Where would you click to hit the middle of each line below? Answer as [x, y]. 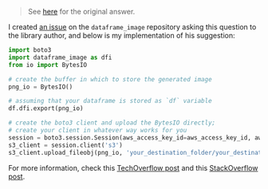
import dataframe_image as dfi [60, 57]
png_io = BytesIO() [41, 87]
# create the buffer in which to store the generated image [110, 79]
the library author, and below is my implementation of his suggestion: [122, 35]
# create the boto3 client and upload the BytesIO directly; [112, 123]
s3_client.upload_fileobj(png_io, [66, 152]
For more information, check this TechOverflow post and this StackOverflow [133, 167]
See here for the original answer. [81, 12]
